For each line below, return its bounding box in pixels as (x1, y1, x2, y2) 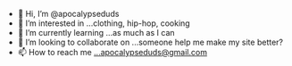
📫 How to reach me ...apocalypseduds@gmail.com (17, 47, 208, 57)
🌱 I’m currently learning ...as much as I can (17, 28, 176, 37)
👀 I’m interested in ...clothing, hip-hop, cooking (17, 18, 190, 29)
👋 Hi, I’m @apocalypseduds (17, 9, 120, 19)
